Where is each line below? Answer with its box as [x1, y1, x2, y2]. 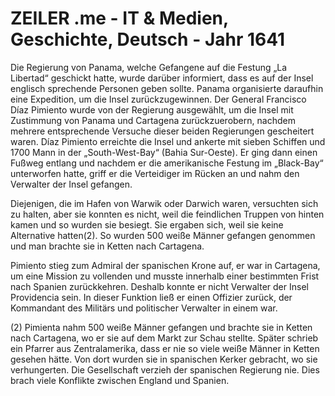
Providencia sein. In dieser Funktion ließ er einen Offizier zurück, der [10, 291, 293, 303]
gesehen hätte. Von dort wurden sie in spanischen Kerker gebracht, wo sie [10, 353, 318, 365]
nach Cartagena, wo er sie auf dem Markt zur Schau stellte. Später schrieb [10, 332, 319, 344]
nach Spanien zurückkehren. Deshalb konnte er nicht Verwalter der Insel [10, 280, 309, 292]
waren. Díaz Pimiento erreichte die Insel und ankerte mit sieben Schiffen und [10, 135, 326, 147]
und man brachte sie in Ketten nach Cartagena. [10, 240, 205, 252]
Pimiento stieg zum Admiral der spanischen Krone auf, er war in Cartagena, [10, 259, 321, 271]
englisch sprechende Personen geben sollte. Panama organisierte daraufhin [10, 82, 324, 94]
